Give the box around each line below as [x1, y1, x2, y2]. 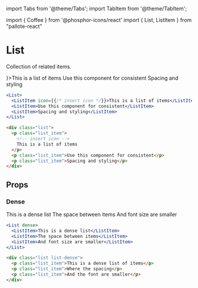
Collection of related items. [6, 63, 72, 70]
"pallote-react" [6, 23, 42, 30]
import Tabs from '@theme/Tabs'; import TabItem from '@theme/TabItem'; [6, 5, 187, 12]
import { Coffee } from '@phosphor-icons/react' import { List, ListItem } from [6, 17, 192, 23]
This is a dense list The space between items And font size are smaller [6, 211, 177, 218]
